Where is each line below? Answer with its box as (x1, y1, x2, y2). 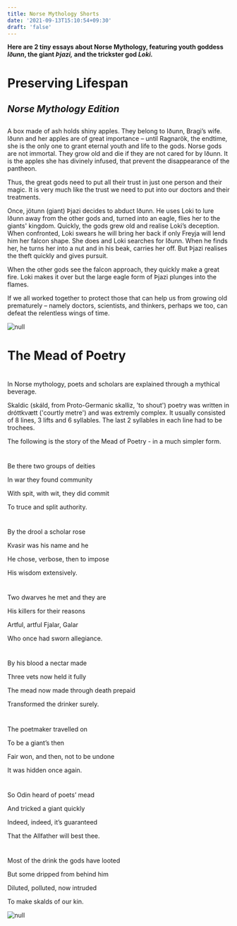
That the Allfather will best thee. (7, 831, 100, 840)
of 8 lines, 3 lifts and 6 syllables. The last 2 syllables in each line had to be (7, 415, 222, 424)
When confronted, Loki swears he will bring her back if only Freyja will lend (7, 229, 226, 238)
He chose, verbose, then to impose (7, 555, 109, 563)
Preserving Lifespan (7, 75, 128, 91)
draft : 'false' (7, 23, 52, 30)
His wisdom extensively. (7, 568, 78, 577)
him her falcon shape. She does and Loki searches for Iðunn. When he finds (7, 237, 228, 245)
